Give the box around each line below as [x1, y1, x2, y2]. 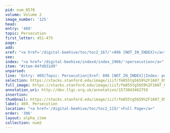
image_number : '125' [5, 17, 49, 22]
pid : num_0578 [5, 7, 35, 13]
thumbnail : [5, 97, 28, 102]
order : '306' [5, 111, 33, 116]
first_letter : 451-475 [5, 36, 53, 41]
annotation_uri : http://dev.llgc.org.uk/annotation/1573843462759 [5, 87, 148, 93]
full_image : [5, 82, 30, 87]
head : [5, 21, 17, 27]
